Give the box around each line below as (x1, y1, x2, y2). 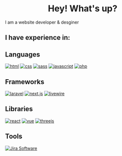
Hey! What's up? (48, 3, 118, 14)
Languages (5, 50, 40, 59)
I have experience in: (5, 33, 70, 42)
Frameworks (5, 77, 45, 86)
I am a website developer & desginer (5, 19, 79, 25)
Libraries (5, 105, 33, 113)
